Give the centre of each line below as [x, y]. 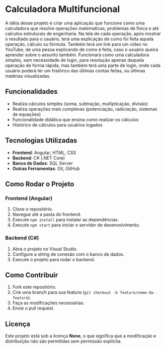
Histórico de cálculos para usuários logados [57, 125]
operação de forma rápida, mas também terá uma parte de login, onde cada [83, 65]
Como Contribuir [32, 275]
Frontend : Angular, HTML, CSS [44, 153]
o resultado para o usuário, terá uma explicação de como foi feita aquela [80, 39]
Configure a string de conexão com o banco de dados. [68, 254]
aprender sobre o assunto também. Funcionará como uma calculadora [77, 55]
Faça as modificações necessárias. [48, 303]
